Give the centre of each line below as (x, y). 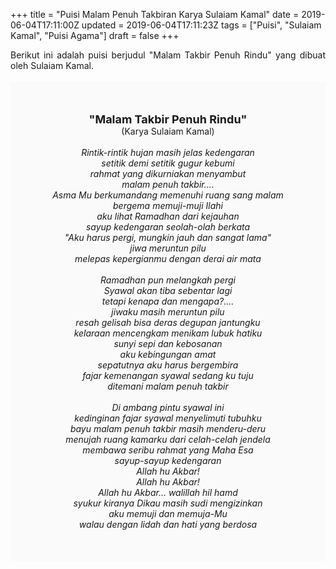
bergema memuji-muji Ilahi (168, 205)
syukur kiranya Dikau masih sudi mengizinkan (168, 503)
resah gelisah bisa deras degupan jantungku (168, 322)
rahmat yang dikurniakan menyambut (168, 173)
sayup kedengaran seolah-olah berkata (168, 227)
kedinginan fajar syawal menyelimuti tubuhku (168, 418)
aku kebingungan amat (168, 354)
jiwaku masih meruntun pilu (168, 312)
